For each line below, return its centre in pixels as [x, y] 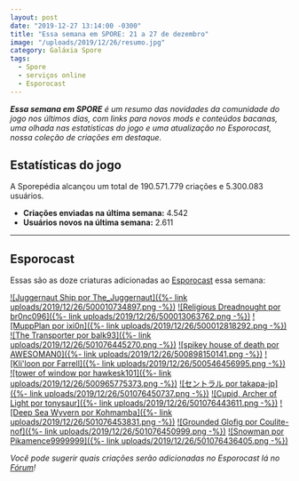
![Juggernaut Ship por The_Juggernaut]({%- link [99, 298]
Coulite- [274, 422]
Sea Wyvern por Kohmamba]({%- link [103, 413]
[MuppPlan [30, 326]
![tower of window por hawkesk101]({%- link [91, 373]
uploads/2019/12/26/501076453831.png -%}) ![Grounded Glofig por [134, 422]
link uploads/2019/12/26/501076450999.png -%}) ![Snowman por [165, 431]
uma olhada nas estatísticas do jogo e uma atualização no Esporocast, [141, 128]
